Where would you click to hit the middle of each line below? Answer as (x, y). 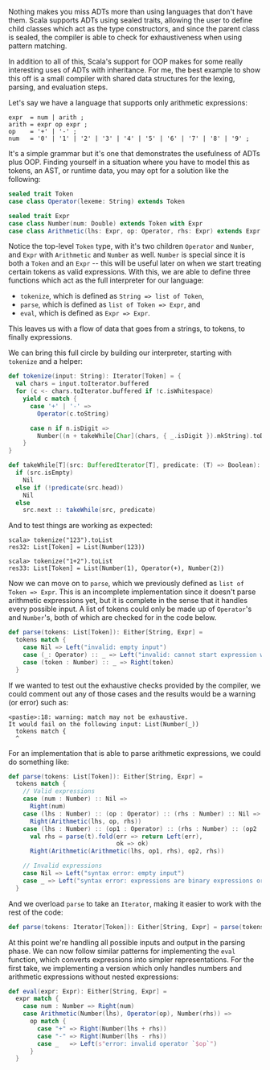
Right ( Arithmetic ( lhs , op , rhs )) (86, 821)
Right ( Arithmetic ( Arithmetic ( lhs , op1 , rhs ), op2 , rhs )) (127, 851)
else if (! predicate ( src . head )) (70, 487)
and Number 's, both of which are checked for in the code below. (112, 618)
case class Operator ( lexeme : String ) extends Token (96, 201)
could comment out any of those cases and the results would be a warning (132, 694)
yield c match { (50, 399)
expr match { (37, 999)
